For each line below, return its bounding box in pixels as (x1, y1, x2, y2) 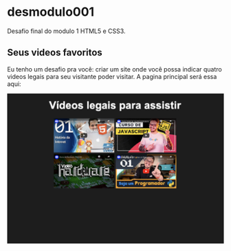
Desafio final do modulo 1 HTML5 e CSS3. (7, 27, 126, 35)
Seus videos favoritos (7, 47, 103, 58)
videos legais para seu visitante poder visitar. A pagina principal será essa (7, 72, 217, 80)
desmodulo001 (7, 4, 95, 20)
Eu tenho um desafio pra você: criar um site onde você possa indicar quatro (7, 65, 222, 73)
